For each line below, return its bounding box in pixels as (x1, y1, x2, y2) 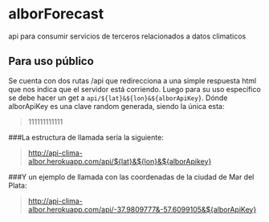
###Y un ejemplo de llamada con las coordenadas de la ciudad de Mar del (8, 172, 255, 181)
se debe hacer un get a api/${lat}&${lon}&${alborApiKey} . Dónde (8, 93, 228, 103)
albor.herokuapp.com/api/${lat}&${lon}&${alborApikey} (27, 156, 212, 166)
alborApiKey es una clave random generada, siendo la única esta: (8, 101, 225, 111)
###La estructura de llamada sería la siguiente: (8, 132, 165, 142)
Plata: (8, 180, 27, 190)
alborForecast (8, 5, 104, 23)
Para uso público (8, 54, 94, 68)
